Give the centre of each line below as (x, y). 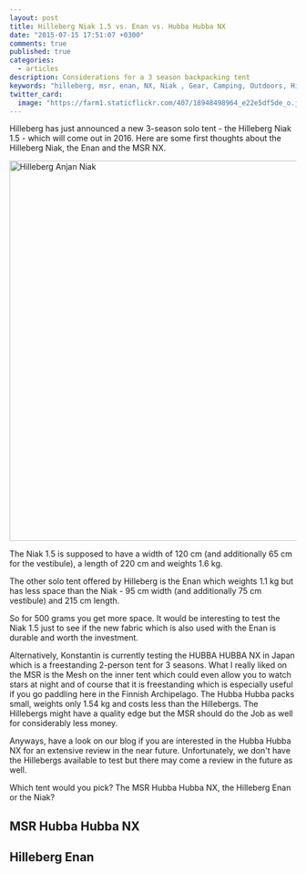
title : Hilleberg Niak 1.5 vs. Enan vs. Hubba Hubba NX (117, 26)
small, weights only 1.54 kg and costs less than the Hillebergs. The (134, 704)
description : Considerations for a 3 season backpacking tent (130, 78)
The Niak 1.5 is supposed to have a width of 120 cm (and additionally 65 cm (151, 554)
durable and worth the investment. (74, 638)
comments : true (38, 43)
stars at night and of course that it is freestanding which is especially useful (151, 684)
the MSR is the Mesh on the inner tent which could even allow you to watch (150, 675)
